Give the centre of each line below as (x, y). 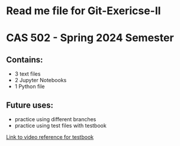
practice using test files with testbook (60, 126)
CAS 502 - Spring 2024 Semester (90, 38)
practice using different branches (55, 119)
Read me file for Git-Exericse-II (83, 11)
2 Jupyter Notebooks (41, 80)
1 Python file (30, 86)
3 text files (28, 74)
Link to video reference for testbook (50, 137)
